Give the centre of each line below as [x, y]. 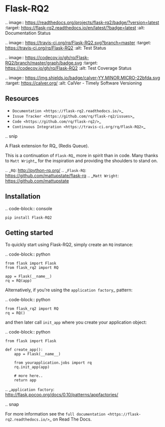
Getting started [29, 232]
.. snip [11, 136]
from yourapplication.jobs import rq [53, 363]
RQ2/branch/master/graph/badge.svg [44, 63]
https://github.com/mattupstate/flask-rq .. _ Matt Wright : [62, 175]
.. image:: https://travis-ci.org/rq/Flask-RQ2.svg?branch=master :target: [78, 42]
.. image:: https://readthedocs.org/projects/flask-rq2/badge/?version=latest [82, 22]
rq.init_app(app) [32, 367]
